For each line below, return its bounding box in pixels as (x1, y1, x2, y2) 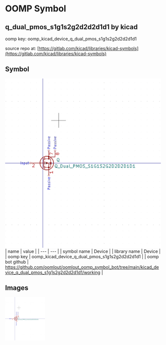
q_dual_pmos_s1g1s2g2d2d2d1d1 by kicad (5, 23, 138, 31)
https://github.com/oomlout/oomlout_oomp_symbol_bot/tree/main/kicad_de (5, 264, 159, 270)
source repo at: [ (5, 46, 39, 51)
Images (5, 284, 29, 292)
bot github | (5, 259, 29, 265)
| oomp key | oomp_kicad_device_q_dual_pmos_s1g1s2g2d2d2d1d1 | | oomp (5, 253, 159, 259)
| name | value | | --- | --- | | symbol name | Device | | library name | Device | (5, 248, 161, 254)
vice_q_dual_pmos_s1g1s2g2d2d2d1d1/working (5, 269, 100, 275)
